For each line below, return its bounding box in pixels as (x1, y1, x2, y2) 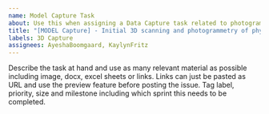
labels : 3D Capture (8, 33, 74, 42)
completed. (8, 97, 46, 107)
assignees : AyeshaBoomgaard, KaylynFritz (8, 41, 149, 49)
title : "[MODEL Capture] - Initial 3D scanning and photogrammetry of (8, 26, 249, 34)
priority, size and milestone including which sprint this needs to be (8, 88, 227, 98)
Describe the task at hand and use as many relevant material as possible (8, 63, 247, 73)
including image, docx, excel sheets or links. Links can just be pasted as (8, 72, 247, 81)
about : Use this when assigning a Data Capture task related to (8, 19, 227, 27)
